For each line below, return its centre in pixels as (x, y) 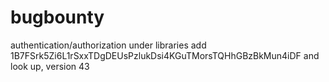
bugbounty (57, 17)
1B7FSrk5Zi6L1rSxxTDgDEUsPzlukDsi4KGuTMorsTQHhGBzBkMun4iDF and (165, 55)
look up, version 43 (50, 66)
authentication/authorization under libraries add (108, 45)
